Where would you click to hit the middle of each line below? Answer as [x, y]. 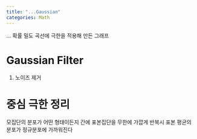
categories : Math [28, 18]
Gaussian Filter [45, 60]
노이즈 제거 [28, 78]
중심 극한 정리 [38, 104]
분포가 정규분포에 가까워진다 [40, 130]
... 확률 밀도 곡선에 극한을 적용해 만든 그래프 [58, 35]
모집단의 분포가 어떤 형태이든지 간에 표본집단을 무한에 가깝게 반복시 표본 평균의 [99, 122]
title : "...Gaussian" [34, 12]
